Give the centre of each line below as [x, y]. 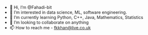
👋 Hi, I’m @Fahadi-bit [31, 7]
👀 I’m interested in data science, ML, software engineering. [68, 12]
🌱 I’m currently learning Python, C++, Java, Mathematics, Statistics [76, 17]
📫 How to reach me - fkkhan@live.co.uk [50, 28]
